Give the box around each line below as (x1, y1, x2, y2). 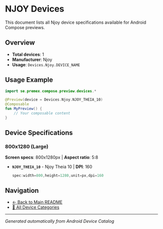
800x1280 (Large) (5, 143, 49, 150)
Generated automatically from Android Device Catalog (5, 218, 114, 224)
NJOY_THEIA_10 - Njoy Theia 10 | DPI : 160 (12, 164, 93, 169)
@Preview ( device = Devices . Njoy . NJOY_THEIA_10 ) (5, 97, 103, 102)
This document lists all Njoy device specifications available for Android (5, 19, 147, 25)
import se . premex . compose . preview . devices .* (5, 89, 97, 93)
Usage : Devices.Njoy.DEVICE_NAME (12, 61, 80, 67)
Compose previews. (5, 24, 45, 30)
